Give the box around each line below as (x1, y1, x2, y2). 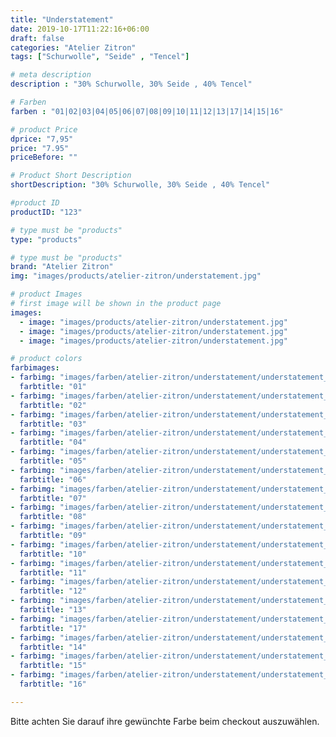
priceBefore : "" (10, 152, 78, 163)
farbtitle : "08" (19, 512, 87, 522)
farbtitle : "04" (19, 437, 87, 448)
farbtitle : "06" (19, 474, 87, 485)
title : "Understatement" (10, 14, 114, 25)
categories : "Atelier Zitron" (10, 42, 137, 53)
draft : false (10, 33, 65, 43)
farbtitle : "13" (19, 605, 87, 615)
